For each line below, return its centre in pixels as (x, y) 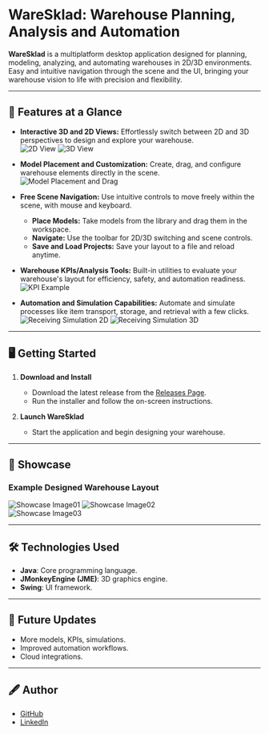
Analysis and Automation (94, 32)
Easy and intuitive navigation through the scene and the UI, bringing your (128, 71)
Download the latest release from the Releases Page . (119, 392)
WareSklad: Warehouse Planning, (122, 15)
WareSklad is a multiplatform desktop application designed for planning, (128, 54)
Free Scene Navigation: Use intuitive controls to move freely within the (137, 196)
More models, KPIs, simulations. (73, 639)
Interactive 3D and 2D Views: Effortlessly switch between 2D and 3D (134, 131)
